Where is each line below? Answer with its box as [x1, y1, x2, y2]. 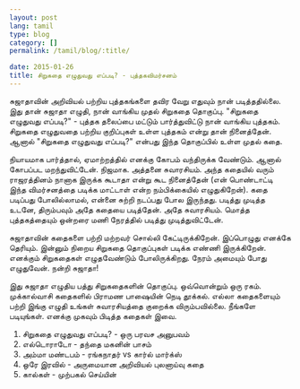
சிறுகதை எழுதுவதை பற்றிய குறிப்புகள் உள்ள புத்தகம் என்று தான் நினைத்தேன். [9, 125, 272, 136]
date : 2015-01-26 [9, 63, 74, 72]
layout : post [9, 13, 58, 22]
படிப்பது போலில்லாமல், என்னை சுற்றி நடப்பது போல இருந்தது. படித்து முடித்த [9, 194, 266, 204]
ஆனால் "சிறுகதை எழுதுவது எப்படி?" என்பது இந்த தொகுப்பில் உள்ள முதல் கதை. [9, 135, 283, 146]
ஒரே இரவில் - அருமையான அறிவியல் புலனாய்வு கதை [21, 359, 204, 369]
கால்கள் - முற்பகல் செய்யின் [21, 368, 117, 379]
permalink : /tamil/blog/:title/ [9, 47, 130, 56]
